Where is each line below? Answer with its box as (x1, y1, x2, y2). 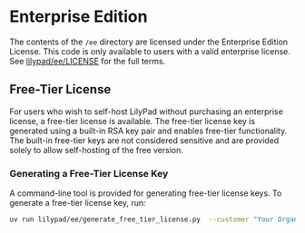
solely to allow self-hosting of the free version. (9, 144, 184, 155)
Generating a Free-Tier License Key (9, 167, 169, 180)
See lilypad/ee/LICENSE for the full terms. (9, 55, 166, 66)
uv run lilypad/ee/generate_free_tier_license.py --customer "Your (9, 215, 274, 224)
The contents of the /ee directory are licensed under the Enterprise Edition (9, 36, 289, 47)
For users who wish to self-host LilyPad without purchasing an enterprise (9, 106, 283, 117)
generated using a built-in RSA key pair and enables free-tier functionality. (9, 125, 288, 136)
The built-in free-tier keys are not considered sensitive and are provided (9, 134, 280, 146)
